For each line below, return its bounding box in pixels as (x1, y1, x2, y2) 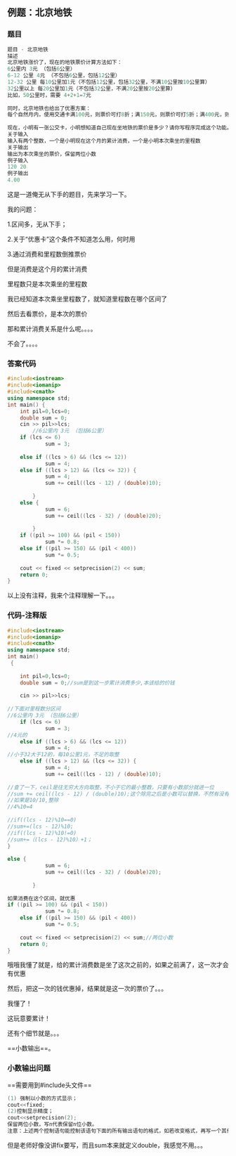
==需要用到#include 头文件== (7, 1081, 92, 1089)
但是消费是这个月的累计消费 (7, 265, 88, 273)
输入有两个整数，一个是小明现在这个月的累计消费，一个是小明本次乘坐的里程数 (7, 137, 201, 144)
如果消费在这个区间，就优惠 (7, 895, 76, 902)
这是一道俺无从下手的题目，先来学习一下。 (7, 190, 131, 199)
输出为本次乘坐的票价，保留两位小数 (7, 150, 97, 157)
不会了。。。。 (7, 339, 41, 348)
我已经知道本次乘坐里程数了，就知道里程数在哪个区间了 (7, 294, 167, 304)
